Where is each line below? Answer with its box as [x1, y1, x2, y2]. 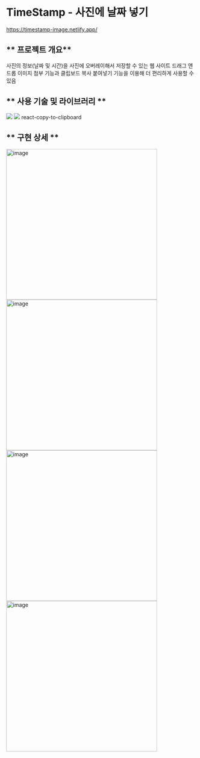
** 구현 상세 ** [6, 132, 59, 142]
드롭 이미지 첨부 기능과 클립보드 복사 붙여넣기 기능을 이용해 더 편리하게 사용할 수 [6, 69, 195, 77]
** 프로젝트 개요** [6, 45, 72, 55]
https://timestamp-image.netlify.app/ [6, 25, 98, 33]
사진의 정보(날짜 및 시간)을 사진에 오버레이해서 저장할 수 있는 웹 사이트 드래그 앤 [6, 61, 193, 69]
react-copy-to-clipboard [20, 113, 82, 121]
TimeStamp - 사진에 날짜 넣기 [6, 5, 149, 19]
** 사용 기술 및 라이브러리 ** [6, 96, 107, 107]
